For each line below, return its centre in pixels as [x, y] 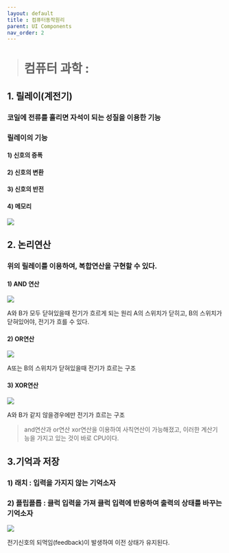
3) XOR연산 [23, 385]
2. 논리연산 [29, 245]
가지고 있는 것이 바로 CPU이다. [78, 438]
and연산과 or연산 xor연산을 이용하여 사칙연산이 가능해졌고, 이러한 [112, 429]
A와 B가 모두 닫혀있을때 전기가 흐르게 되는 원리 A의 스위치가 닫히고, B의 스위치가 [115, 313]
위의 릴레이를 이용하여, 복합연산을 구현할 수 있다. [82, 266]
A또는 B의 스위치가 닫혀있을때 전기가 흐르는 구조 [72, 368]
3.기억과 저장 [33, 461]
